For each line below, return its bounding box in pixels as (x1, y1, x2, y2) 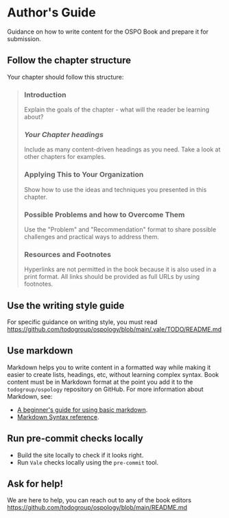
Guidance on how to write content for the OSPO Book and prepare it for (7, 27, 209, 36)
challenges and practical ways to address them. (23, 232, 160, 241)
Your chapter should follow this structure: (7, 73, 124, 81)
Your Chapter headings (23, 129, 104, 139)
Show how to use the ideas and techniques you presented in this (23, 185, 207, 193)
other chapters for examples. (23, 153, 106, 161)
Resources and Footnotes (23, 249, 112, 259)
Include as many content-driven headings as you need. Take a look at (23, 145, 221, 153)
